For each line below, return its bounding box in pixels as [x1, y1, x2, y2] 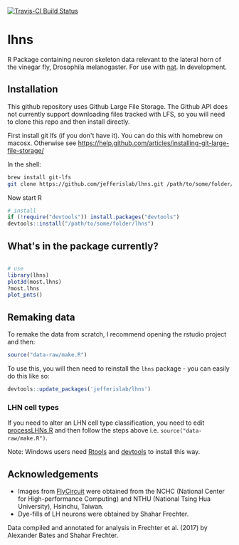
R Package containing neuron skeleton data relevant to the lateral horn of [7, 55, 222, 63]
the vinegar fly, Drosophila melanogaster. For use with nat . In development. [7, 63, 228, 71]
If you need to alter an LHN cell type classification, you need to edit [7, 418, 205, 427]
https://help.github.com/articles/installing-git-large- [78, 139, 230, 147]
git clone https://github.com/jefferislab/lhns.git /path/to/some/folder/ [7, 180, 234, 188]
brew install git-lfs [7, 174, 72, 181]
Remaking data [7, 311, 76, 323]
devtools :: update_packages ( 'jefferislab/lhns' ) [7, 386, 152, 393]
